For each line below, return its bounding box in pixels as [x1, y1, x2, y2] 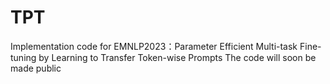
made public [10, 62, 62, 74]
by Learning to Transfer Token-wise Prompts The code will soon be [38, 51, 317, 63]
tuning [10, 51, 37, 63]
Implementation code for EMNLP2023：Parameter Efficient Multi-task [10, 40, 298, 52]
